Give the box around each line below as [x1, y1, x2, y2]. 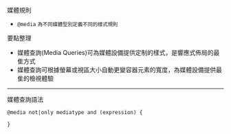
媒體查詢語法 [7, 96, 43, 103]
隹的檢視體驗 [16, 74, 54, 82]
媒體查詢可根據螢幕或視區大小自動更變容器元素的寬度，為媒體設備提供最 [16, 66, 222, 74]
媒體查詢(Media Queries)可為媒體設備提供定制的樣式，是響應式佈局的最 [16, 49, 220, 56]
